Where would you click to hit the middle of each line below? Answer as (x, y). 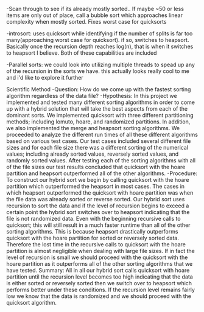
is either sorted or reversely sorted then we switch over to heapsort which (99, 283)
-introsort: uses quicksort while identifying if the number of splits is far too (100, 33)
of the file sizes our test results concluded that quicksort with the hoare (96, 167)
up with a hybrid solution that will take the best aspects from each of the (97, 109)
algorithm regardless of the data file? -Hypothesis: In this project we (92, 96)
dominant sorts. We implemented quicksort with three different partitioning (100, 115)
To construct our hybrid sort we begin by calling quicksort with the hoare (98, 180)
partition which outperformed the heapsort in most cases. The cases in (95, 186)
